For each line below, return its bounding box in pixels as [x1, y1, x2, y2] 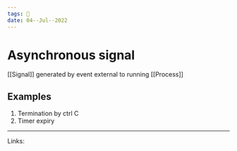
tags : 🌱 [7, 10, 30, 18]
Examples [7, 91, 51, 103]
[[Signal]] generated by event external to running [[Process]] [7, 70, 183, 79]
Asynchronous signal [7, 47, 135, 63]
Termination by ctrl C [17, 110, 79, 118]
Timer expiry [17, 117, 55, 125]
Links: [7, 137, 25, 145]
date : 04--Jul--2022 [7, 17, 68, 24]
